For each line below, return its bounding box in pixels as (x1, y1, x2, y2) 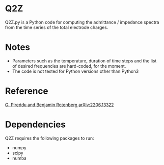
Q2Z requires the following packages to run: (5, 135, 94, 141)
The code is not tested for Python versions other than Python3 (12, 68, 139, 74)
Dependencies (5, 119, 66, 130)
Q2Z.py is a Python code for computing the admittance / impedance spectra (5, 19, 160, 25)
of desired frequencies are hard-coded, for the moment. (12, 63, 126, 69)
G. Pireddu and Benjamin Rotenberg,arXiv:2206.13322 (5, 102, 114, 108)
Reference (5, 85, 48, 97)
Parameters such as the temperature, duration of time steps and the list (12, 57, 157, 64)
